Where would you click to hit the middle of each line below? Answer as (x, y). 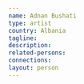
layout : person (34, 68)
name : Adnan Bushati (43, 16)
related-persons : (37, 53)
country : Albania (37, 30)
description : (30, 46)
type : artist (30, 23)
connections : (30, 61)
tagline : (23, 38)
